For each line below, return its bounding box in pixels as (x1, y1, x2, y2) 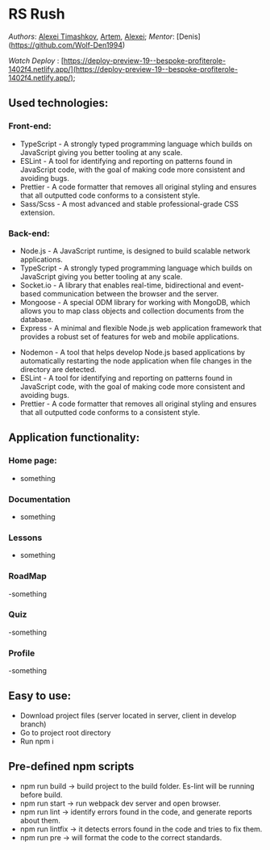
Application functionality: (8, 431, 140, 445)
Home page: (8, 455, 58, 467)
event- (222, 280, 244, 290)
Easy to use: (8, 689, 72, 703)
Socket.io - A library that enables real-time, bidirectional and (19, 280, 221, 290)
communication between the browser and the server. (43, 288, 219, 299)
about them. (19, 815, 60, 825)
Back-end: (8, 228, 50, 239)
